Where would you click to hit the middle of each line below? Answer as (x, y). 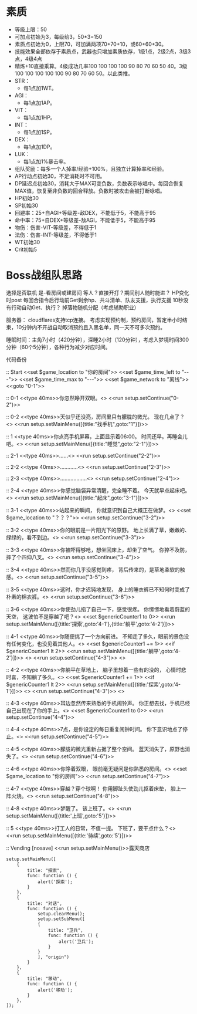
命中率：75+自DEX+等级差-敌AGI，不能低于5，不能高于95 (85, 220)
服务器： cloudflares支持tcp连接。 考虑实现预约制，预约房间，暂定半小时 (94, 320)
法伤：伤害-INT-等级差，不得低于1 (55, 235)
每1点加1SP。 (39, 132)
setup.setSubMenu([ (61, 919)
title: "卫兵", (65, 930)
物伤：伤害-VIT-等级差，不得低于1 (55, 227)
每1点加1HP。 (39, 117)
